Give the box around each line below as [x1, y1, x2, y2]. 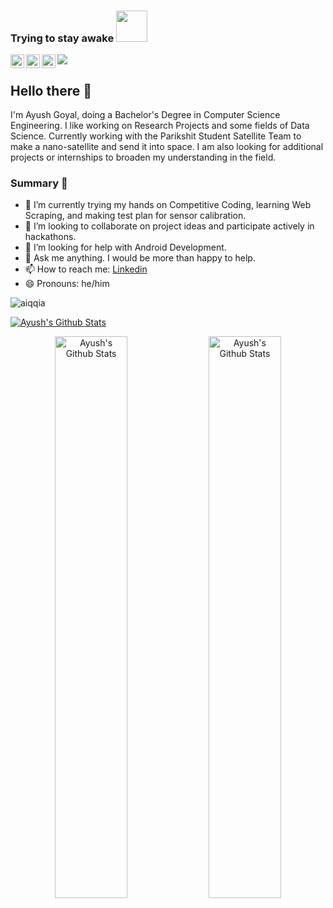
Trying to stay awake [10, 31, 115, 45]
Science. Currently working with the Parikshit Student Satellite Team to [10, 130, 302, 142]
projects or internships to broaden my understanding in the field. [10, 151, 277, 164]
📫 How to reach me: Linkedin [24, 263, 148, 275]
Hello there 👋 [10, 82, 93, 99]
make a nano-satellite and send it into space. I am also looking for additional [10, 141, 324, 153]
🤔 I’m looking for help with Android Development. [24, 241, 227, 254]
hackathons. [24, 231, 77, 243]
